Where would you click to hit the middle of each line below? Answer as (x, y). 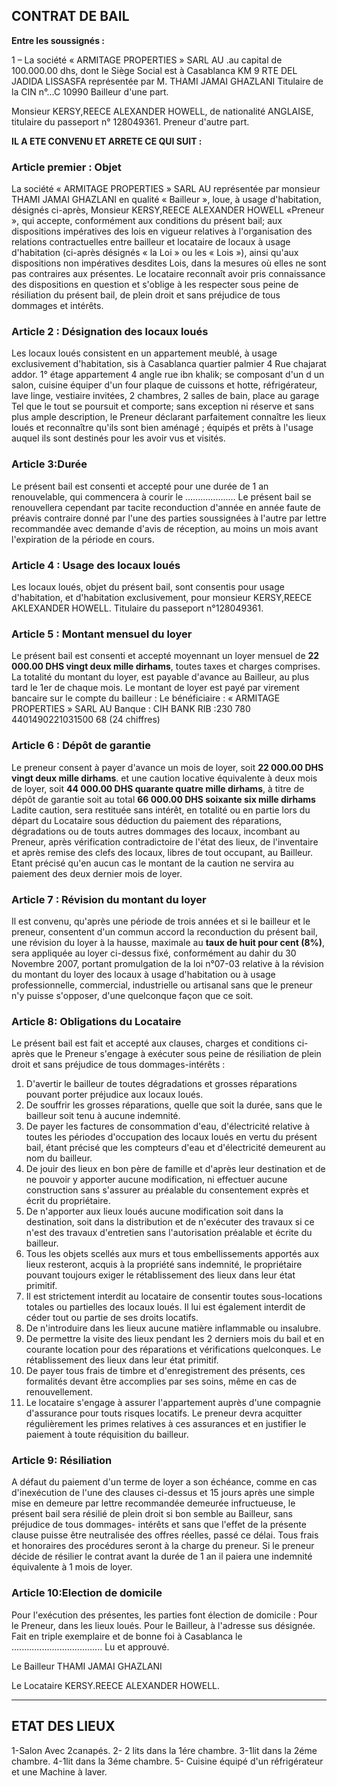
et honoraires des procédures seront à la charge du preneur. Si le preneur (163, 1546)
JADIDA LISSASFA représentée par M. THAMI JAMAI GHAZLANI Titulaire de (167, 81)
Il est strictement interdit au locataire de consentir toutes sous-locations (174, 1296)
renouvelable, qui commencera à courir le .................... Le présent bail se (161, 496)
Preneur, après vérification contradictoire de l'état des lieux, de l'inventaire (165, 841)
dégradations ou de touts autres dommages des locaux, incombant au (156, 831)
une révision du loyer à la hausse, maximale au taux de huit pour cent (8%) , (168, 942)
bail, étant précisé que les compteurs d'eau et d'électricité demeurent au (175, 1148)
